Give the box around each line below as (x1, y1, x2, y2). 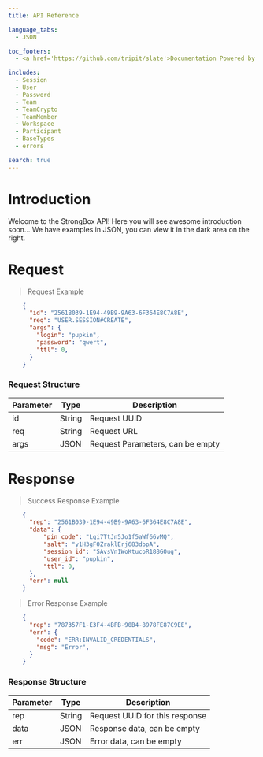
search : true (8, 156, 51, 164)
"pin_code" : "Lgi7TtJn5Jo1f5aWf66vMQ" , (43, 533, 175, 541)
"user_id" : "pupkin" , (43, 555, 114, 563)
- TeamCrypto (15, 106, 58, 113)
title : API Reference (8, 11, 80, 20)
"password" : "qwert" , (36, 338, 108, 347)
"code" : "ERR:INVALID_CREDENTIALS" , (36, 636, 157, 644)
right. (8, 233, 26, 243)
